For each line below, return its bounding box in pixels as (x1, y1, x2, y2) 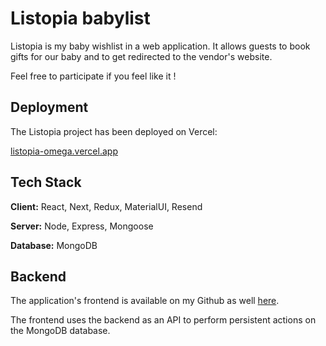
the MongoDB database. (10, 325, 111, 337)
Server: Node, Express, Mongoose (10, 220, 154, 232)
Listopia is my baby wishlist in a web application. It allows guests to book (10, 40, 311, 52)
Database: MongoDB (10, 239, 98, 251)
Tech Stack (10, 174, 82, 191)
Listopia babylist (10, 7, 151, 30)
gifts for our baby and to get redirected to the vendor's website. (10, 50, 273, 62)
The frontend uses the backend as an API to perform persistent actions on (10, 314, 317, 326)
